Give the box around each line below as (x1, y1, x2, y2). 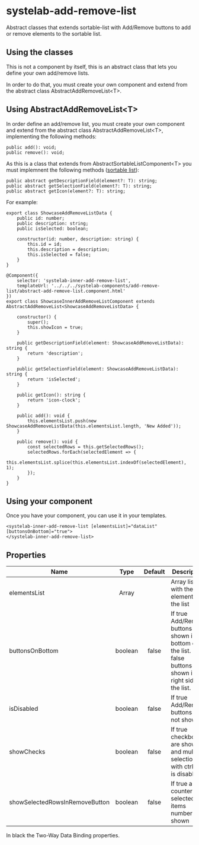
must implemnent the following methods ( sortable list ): (6, 166, 139, 173)
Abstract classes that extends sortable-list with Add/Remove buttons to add (6, 24, 191, 31)
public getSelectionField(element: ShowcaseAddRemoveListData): (17, 366, 179, 372)
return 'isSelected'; (27, 376, 81, 382)
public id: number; (17, 215, 65, 221)
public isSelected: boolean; (17, 226, 89, 232)
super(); (27, 319, 49, 325)
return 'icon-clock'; (27, 397, 81, 403)
